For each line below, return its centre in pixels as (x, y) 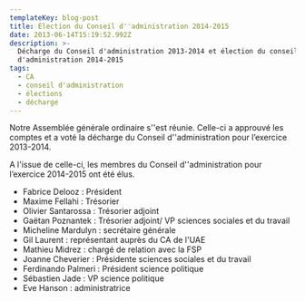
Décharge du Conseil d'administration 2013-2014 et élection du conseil (158, 52)
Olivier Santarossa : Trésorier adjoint (91, 211)
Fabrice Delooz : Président (72, 192)
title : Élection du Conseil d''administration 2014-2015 (119, 26)
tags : (20, 69)
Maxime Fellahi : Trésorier (71, 201)
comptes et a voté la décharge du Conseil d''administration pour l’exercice (148, 138)
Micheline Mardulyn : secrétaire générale (99, 230)
